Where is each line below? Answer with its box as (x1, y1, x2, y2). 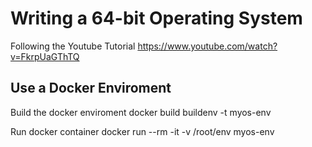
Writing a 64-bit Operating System (10, 7, 303, 30)
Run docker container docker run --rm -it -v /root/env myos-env (10, 125, 275, 137)
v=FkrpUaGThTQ (10, 50, 80, 62)
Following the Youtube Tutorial (10, 40, 136, 52)
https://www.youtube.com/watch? (137, 40, 278, 52)
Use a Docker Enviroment (10, 80, 172, 97)
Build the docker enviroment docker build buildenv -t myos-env (10, 106, 272, 118)
